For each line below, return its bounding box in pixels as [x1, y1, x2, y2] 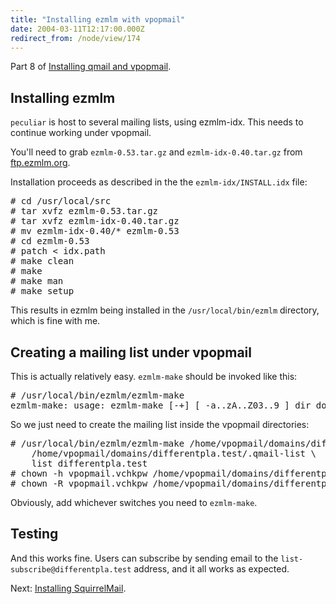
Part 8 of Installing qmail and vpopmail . [10, 61, 172, 73]
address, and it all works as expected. [133, 562, 290, 575]
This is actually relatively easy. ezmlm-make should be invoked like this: [10, 371, 298, 382]
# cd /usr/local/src [10, 196, 112, 207]
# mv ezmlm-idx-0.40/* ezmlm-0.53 [10, 226, 180, 237]
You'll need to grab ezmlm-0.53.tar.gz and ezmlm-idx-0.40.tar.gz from [10, 146, 303, 158]
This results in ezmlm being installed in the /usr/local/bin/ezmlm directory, [10, 304, 320, 316]
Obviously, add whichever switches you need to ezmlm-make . [10, 497, 258, 508]
